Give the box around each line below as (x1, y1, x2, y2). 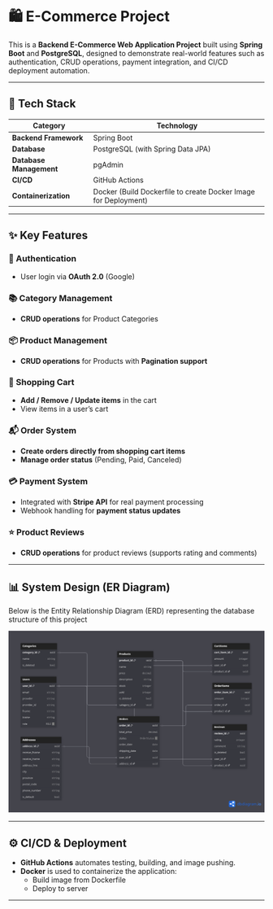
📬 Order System (8, 425, 77, 436)
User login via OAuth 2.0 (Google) (19, 271, 136, 282)
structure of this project (8, 614, 88, 624)
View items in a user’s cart (19, 404, 109, 413)
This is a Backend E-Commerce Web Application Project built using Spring (8, 39, 263, 50)
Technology (156, 120, 198, 131)
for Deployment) (93, 195, 148, 205)
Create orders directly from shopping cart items (19, 446, 185, 456)
